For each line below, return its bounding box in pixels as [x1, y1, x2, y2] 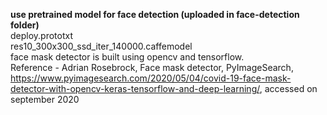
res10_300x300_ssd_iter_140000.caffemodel [10, 40, 193, 52]
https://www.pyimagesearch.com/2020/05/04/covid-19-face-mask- [10, 72, 292, 84]
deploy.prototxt [10, 30, 74, 41]
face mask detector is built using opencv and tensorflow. [10, 51, 245, 63]
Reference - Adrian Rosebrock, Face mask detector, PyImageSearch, [10, 62, 294, 73]
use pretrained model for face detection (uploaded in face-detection [10, 9, 300, 20]
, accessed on [259, 83, 318, 94]
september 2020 [10, 94, 80, 105]
